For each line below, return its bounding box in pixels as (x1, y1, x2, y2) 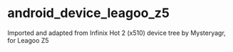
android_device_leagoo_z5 (7, 5, 170, 21)
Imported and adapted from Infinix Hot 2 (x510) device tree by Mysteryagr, (7, 28, 226, 37)
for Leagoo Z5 (7, 36, 49, 44)
